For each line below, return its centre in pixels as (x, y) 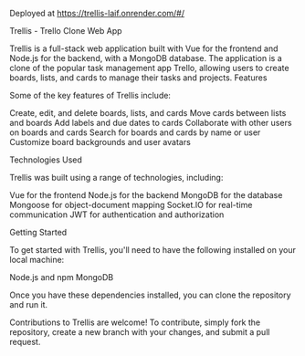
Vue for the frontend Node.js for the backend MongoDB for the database (146, 195)
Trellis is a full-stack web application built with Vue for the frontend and (144, 48)
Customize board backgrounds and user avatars (100, 142)
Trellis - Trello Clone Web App (66, 31)
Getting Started (38, 232)
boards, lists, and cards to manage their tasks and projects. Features (138, 78)
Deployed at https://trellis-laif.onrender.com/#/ (97, 13)
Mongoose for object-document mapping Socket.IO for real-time (131, 205)
